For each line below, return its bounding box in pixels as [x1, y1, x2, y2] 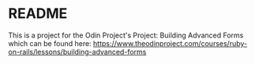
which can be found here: [8, 38, 92, 48]
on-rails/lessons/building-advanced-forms [8, 47, 147, 56]
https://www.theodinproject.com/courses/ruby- [93, 38, 248, 48]
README [8, 5, 68, 23]
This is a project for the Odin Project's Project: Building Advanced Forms [8, 30, 244, 40]
